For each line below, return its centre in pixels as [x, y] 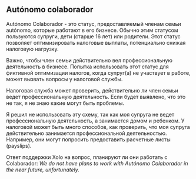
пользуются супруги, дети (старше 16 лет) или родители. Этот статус [93, 36]
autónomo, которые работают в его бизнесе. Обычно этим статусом [92, 30]
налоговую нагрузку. [32, 49]
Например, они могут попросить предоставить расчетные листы [88, 139]
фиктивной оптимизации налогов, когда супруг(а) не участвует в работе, [98, 72]
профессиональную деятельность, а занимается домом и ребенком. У [95, 121]
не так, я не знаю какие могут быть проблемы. [65, 103]
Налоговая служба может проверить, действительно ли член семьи [92, 90]
